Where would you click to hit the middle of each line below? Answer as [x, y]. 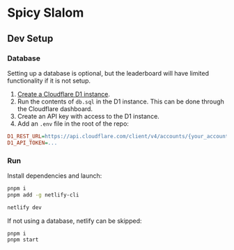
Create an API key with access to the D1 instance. [88, 116]
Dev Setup [30, 39]
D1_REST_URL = [26, 136]
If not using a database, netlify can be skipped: [75, 221]
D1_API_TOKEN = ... [32, 143]
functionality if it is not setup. [49, 81]
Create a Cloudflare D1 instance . [63, 94]
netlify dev [24, 207]
